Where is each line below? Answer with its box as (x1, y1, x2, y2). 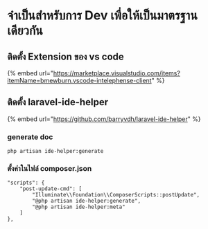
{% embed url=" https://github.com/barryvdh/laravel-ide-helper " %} (7, 115, 201, 123)
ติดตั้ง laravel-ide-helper (7, 96, 109, 108)
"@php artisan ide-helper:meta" (32, 203, 126, 211)
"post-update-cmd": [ (19, 185, 82, 192)
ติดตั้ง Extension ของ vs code (7, 51, 125, 62)
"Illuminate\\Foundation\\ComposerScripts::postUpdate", (32, 192, 200, 199)
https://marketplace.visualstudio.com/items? (53, 69, 180, 77)
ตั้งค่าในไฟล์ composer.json (7, 164, 92, 174)
